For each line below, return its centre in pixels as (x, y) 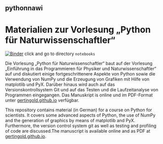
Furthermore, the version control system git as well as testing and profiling (81, 126)
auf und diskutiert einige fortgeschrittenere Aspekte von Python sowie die (80, 74)
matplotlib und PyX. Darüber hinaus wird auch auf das (60, 84)
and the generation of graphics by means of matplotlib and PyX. (70, 121)
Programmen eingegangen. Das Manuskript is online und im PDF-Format (79, 95)
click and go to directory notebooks (60, 54)
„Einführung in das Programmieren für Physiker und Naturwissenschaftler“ (81, 69)
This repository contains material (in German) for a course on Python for (79, 110)
